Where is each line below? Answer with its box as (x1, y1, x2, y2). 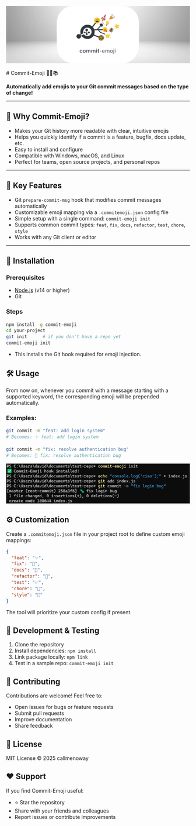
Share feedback (14, 722, 53, 729)
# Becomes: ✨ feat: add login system (6, 434, 99, 440)
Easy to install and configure (14, 146, 83, 153)
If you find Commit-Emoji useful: (6, 787, 84, 794)
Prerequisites (6, 273, 45, 281)
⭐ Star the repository (14, 799, 65, 806)
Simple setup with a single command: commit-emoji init (14, 215, 150, 222)
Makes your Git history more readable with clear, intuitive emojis (14, 127, 169, 134)
